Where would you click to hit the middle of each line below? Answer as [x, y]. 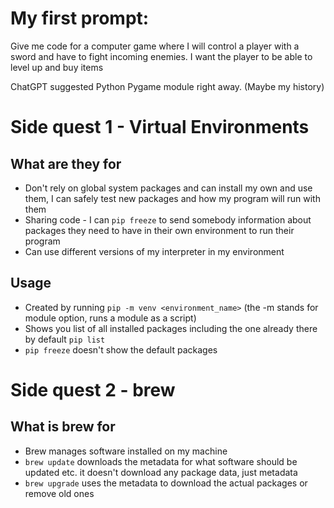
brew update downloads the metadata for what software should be [161, 461]
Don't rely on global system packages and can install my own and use [168, 188]
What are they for [66, 163]
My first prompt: [80, 18]
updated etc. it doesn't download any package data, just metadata [161, 472]
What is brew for [63, 427]
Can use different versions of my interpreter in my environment [154, 251]
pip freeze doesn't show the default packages [121, 349]
